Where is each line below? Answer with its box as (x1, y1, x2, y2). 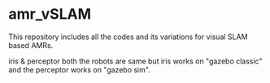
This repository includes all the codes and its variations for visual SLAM (8, 32, 248, 41)
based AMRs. (8, 40, 54, 50)
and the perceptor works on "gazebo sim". (8, 64, 150, 74)
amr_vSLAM (8, 5, 92, 24)
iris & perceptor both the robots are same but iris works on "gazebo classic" (8, 56, 263, 66)
